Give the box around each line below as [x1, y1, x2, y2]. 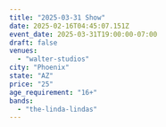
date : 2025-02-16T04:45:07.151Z [9, 21, 129, 30]
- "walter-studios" [17, 55, 90, 63]
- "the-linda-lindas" [17, 105, 98, 114]
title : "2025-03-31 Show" [9, 13, 105, 22]
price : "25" [9, 80, 54, 89]
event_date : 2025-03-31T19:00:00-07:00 [9, 30, 158, 38]
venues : [9, 47, 38, 55]
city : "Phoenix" [9, 63, 70, 72]
